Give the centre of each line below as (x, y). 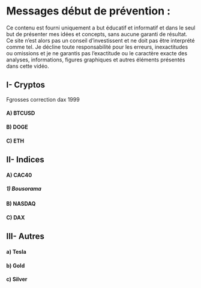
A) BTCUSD (21, 113)
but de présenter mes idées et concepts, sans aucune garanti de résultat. (97, 34)
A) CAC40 (19, 175)
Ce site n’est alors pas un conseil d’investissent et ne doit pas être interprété (100, 40)
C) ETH (15, 141)
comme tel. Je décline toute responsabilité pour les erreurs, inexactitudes (97, 47)
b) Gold (16, 265)
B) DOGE (17, 127)
